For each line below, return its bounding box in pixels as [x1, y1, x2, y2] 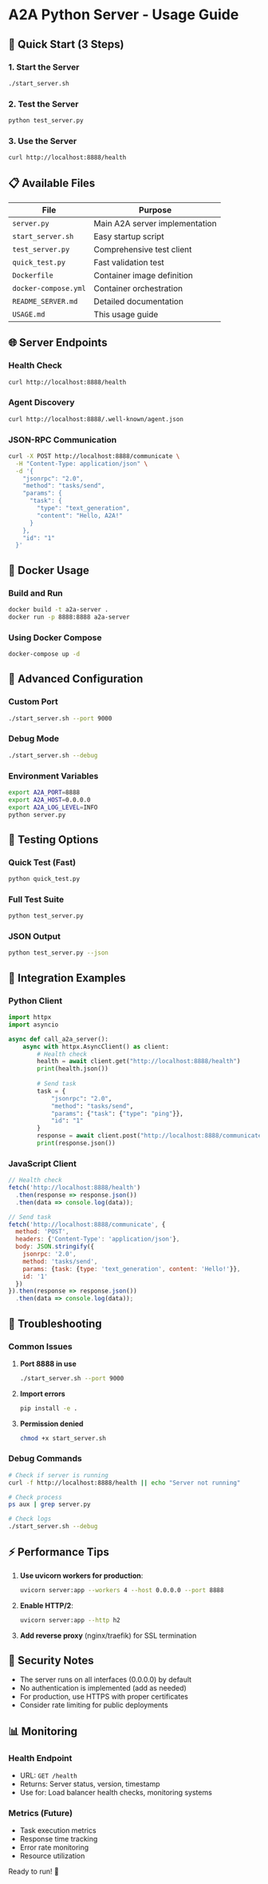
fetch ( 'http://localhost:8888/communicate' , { [8, 1221, 166, 1229]
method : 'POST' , [15, 1228, 69, 1236]
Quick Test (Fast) [8, 857, 77, 868]
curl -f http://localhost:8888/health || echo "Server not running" [8, 1479, 241, 1487]
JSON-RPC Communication [8, 434, 117, 445]
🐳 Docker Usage [8, 564, 90, 577]
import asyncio [8, 1021, 59, 1029]
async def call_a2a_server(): [8, 1035, 109, 1043]
